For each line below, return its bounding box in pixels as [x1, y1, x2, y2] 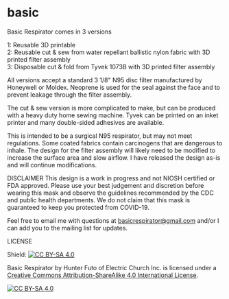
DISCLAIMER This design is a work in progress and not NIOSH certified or [7, 174, 215, 182]
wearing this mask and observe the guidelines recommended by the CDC [7, 189, 214, 197]
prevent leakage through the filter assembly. [7, 91, 132, 99]
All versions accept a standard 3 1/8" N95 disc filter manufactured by [7, 75, 202, 84]
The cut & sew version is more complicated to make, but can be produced [7, 104, 216, 112]
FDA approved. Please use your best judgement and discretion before [7, 181, 204, 189]
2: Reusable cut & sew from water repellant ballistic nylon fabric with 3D [7, 48, 210, 56]
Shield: [7, 250, 27, 259]
